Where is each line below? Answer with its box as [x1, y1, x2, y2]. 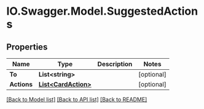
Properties [6, 42, 48, 52]
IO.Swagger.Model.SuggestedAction [6, 4, 198, 18]
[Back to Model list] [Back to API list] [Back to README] [6, 96, 147, 103]
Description [97, 60, 133, 68]
